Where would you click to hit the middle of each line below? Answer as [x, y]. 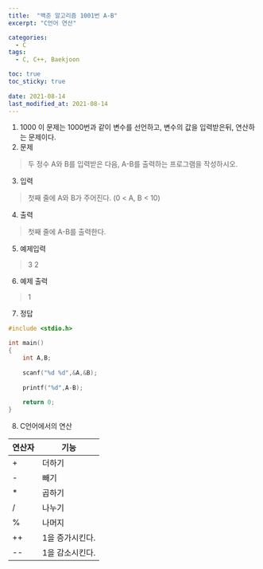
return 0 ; [39, 402]
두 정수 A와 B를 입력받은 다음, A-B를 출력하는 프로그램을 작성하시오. [133, 164]
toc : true [25, 74]
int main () [26, 343]
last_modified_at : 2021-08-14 [58, 104]
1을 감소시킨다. [69, 553]
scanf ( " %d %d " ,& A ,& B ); [60, 373]
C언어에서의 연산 [46, 426]
